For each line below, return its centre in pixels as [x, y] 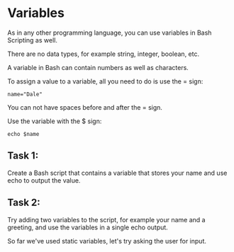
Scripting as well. [33, 40]
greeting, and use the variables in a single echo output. [88, 227]
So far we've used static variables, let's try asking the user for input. [107, 241]
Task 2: [24, 203]
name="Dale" [25, 94]
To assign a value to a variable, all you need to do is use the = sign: [105, 81]
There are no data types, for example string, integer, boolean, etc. [104, 54]
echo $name [23, 134]
